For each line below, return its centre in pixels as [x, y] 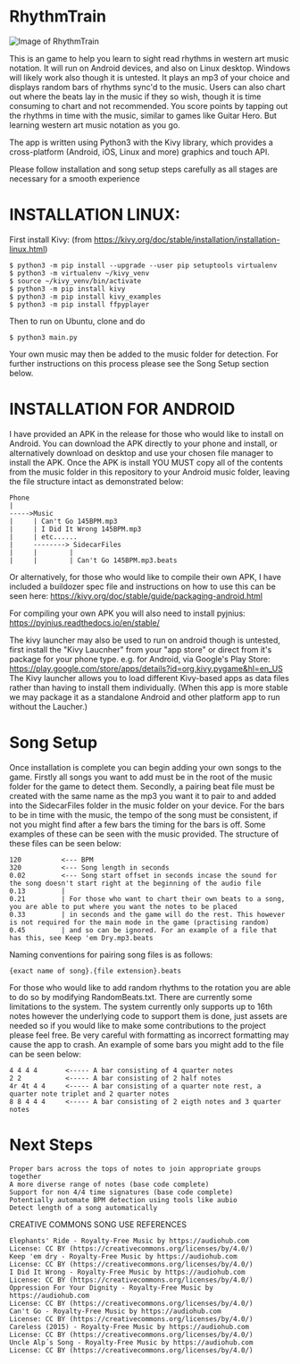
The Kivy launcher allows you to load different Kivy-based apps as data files [150, 678]
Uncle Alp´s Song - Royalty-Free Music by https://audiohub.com [131, 1343]
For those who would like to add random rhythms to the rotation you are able [150, 987]
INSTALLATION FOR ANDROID [122, 409]
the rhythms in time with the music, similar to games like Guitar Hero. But [143, 115]
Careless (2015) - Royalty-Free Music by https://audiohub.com [129, 1326]
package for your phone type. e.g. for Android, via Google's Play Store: [140, 659]
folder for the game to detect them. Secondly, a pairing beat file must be [142, 786]
